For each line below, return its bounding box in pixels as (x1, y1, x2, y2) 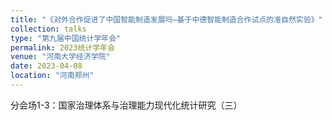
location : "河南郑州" (10, 71, 95, 81)
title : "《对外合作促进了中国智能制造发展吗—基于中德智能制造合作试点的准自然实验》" (10, 14, 323, 25)
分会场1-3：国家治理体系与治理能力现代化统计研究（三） (10, 99, 243, 111)
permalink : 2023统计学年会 (10, 42, 115, 53)
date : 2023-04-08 (10, 61, 83, 71)
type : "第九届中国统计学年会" (10, 33, 122, 43)
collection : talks (10, 24, 87, 34)
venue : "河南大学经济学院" (10, 52, 111, 62)
